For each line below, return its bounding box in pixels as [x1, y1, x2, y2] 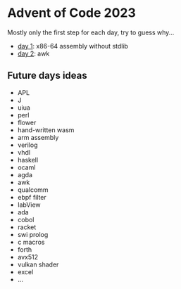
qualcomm [17, 185, 49, 194]
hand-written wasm [17, 125, 75, 134]
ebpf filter [17, 193, 47, 201]
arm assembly [17, 133, 59, 141]
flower [17, 118, 37, 127]
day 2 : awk [17, 49, 50, 58]
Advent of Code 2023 [7, 5, 136, 21]
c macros [17, 238, 45, 246]
